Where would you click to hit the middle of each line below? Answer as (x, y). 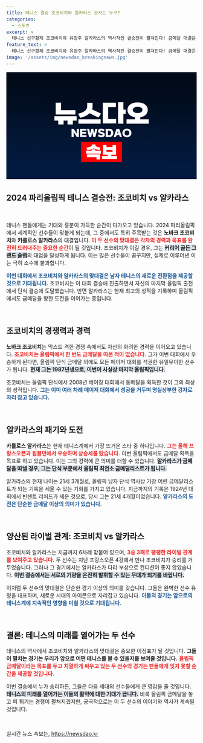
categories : (21, 19)
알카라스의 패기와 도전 (45, 430)
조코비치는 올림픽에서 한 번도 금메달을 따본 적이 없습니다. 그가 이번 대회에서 (102, 354)
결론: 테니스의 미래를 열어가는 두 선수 (71, 635)
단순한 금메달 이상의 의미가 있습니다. (60, 504)
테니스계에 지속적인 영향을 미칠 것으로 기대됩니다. (64, 603)
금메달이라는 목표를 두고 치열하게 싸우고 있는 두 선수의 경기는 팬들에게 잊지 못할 (98, 666)
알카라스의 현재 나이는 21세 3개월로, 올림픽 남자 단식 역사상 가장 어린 (87, 481)
